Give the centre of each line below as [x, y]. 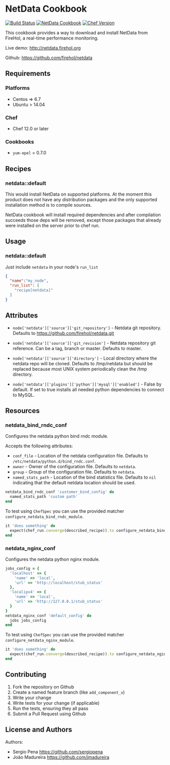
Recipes [18, 168]
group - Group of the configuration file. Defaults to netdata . [74, 472]
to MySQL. [24, 395]
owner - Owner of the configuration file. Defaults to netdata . [74, 467]
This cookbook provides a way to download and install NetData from [77, 32]
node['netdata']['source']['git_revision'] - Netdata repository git [84, 343]
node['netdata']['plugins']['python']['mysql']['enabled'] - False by [87, 384]
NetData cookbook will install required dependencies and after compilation [83, 215]
